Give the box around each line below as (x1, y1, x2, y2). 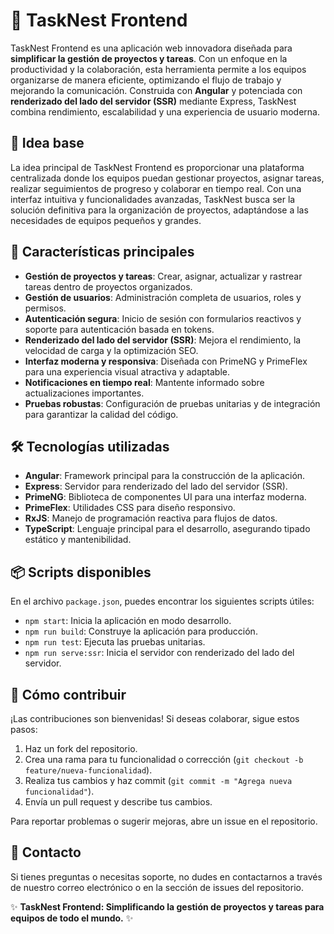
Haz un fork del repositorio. (24, 743, 138, 754)
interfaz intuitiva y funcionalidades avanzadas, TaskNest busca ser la (10, 193, 296, 205)
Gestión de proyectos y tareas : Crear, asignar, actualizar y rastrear (24, 270, 303, 282)
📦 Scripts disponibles (10, 564, 152, 581)
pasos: (10, 724, 38, 735)
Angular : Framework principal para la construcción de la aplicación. (24, 470, 306, 482)
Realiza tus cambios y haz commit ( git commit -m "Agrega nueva (24, 775, 293, 786)
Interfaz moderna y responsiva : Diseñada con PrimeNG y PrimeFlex (24, 355, 308, 367)
